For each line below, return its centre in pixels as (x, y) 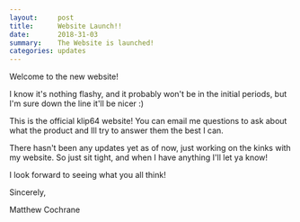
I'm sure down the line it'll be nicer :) (77, 103)
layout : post (42, 18)
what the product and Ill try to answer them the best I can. (117, 130)
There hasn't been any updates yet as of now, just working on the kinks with (150, 148)
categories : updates (48, 51)
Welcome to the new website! (64, 76)
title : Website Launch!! (66, 26)
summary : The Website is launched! (82, 43)
